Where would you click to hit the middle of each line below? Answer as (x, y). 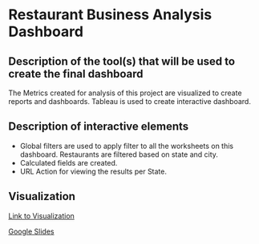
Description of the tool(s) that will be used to (121, 61)
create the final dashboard (76, 74)
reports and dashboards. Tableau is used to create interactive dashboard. (129, 101)
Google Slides (31, 231)
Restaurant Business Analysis (110, 15)
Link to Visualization (41, 216)
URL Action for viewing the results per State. (93, 171)
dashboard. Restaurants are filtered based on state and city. (119, 154)
